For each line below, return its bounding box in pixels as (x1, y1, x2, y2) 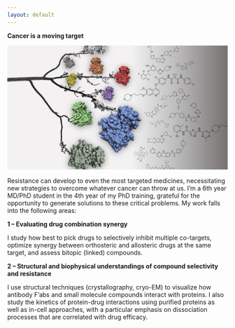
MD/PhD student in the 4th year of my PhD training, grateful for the (7, 191, 201, 200)
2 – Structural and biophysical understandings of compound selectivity (7, 262, 219, 271)
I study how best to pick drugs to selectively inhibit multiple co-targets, (7, 233, 212, 242)
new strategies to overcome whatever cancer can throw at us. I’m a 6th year (7, 184, 227, 193)
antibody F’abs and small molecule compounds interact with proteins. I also (7, 291, 225, 299)
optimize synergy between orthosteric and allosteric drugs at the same (7, 241, 211, 250)
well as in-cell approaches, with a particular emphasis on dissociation (7, 306, 208, 314)
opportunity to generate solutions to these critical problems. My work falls (7, 199, 221, 207)
